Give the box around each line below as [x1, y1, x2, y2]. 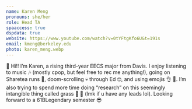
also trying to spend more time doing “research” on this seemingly [6, 84, 165, 91]
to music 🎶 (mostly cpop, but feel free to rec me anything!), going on [6, 68, 170, 76]
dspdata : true [6, 30, 41, 36]
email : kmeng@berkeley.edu [6, 41, 72, 47]
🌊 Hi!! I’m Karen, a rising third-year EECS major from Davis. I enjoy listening [6, 62, 187, 69]
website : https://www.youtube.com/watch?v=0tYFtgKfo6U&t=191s [6, 36, 160, 41]
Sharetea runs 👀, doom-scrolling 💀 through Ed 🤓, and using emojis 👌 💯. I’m [6, 75, 187, 82]
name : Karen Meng [6, 8, 48, 15]
